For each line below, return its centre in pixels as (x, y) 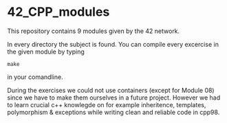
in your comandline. (35, 77)
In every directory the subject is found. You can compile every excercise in (113, 44)
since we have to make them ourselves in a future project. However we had (114, 98)
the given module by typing (46, 52)
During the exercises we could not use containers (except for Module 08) (111, 90)
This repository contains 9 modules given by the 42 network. (94, 31)
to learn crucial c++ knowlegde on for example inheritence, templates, (107, 104)
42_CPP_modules (58, 12)
